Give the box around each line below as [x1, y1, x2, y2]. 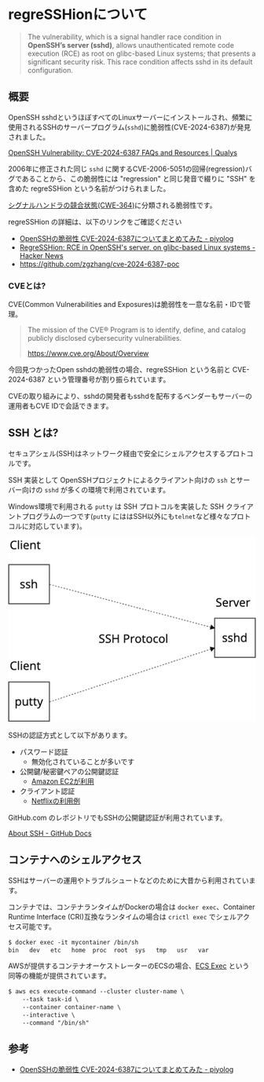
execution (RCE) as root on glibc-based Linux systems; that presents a [27, 49, 256, 58]
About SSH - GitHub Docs [8, 828, 92, 838]
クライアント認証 [19, 786, 75, 795]
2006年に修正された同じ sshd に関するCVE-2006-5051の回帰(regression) [8, 164, 246, 174]
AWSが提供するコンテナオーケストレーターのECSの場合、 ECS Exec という [8, 961, 250, 971]
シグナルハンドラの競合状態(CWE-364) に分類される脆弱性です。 [8, 200, 217, 210]
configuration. [27, 65, 73, 75]
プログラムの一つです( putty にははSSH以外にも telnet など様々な [21, 511, 230, 521]
